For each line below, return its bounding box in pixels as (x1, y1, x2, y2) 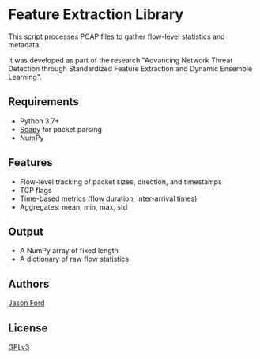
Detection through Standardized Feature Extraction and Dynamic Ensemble (8, 63, 253, 73)
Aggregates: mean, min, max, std (19, 202, 128, 211)
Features (8, 156, 53, 169)
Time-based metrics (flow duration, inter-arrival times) (19, 194, 198, 203)
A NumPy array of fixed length (19, 246, 119, 255)
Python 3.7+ (19, 116, 60, 126)
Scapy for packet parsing (19, 124, 103, 134)
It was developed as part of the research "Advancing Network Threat (8, 55, 233, 65)
